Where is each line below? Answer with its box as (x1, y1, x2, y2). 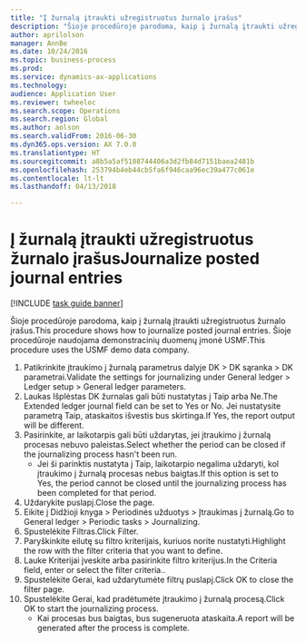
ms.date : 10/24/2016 (10, 47, 89, 56)
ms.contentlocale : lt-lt (10, 173, 104, 183)
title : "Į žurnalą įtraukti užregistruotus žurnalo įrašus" (10, 13, 243, 23)
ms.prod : (10, 64, 44, 74)
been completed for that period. (36, 488, 157, 499)
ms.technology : (10, 81, 68, 90)
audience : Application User (10, 89, 117, 98)
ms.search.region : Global (10, 114, 108, 123)
